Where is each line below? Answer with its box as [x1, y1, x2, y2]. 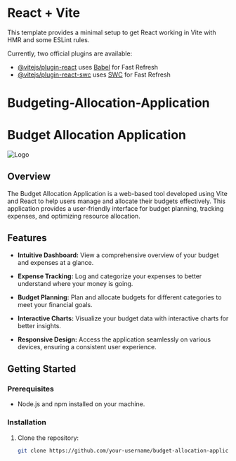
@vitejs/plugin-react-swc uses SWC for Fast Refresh [17, 70, 171, 79]
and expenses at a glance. [17, 258, 94, 266]
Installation [7, 417, 47, 427]
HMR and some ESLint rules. [7, 35, 90, 44]
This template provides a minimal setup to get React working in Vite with [7, 28, 216, 37]
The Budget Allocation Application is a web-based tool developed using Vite [7, 189, 228, 197]
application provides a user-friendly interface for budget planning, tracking [7, 204, 224, 212]
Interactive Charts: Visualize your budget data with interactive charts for [17, 314, 229, 323]
